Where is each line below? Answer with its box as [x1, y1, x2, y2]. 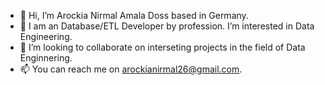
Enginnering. [19, 52, 73, 64]
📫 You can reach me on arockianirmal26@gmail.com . [19, 63, 243, 75]
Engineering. [19, 31, 73, 42]
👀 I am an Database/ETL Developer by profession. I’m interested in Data [19, 20, 315, 32]
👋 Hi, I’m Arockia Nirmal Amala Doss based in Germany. [19, 10, 249, 21]
